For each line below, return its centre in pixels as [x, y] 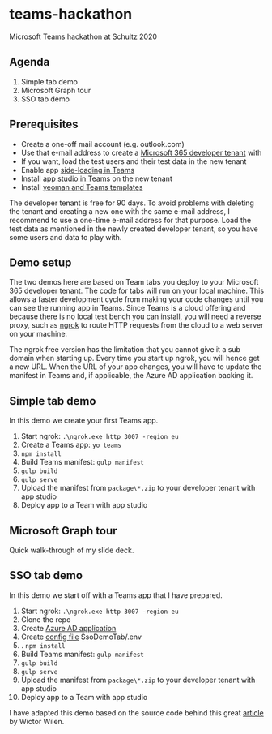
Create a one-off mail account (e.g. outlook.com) [102, 144]
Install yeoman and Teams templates [82, 187]
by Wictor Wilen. [37, 721]
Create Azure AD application [68, 628]
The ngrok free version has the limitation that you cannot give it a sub [125, 350]
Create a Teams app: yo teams [71, 445]
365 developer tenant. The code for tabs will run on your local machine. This [137, 291]
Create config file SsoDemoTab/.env [81, 637]
